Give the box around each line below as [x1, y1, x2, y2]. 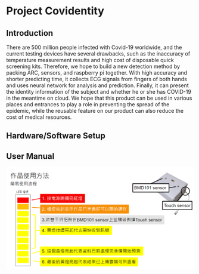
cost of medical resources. [6, 113, 72, 121]
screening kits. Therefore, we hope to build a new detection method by [6, 63, 181, 70]
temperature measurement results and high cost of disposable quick [6, 57, 174, 63]
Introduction [6, 28, 54, 38]
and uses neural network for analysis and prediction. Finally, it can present [6, 82, 189, 89]
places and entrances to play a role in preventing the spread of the [6, 101, 170, 108]
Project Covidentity [6, 4, 104, 18]
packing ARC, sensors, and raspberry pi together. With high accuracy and [6, 69, 188, 76]
